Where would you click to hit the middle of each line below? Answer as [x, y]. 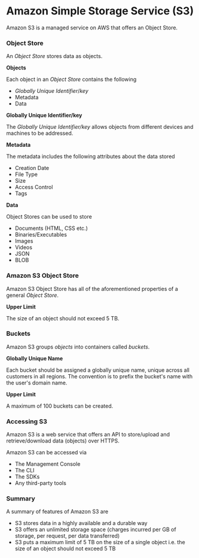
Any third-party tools [41, 483]
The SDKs [27, 477]
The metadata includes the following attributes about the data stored [91, 156]
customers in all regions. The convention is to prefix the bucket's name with [99, 376]
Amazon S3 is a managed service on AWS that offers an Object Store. [92, 28]
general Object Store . [32, 295]
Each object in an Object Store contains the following [71, 80]
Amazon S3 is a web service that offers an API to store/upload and [88, 435]
